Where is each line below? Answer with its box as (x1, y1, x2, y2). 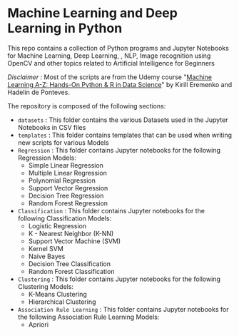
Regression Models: (17, 153, 76, 162)
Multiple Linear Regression (28, 168, 107, 177)
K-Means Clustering (28, 290, 87, 298)
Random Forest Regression (28, 198, 108, 208)
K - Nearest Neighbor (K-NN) (28, 229, 114, 238)
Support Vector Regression (28, 183, 108, 192)
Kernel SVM (28, 244, 64, 253)
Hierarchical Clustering (28, 297, 96, 306)
